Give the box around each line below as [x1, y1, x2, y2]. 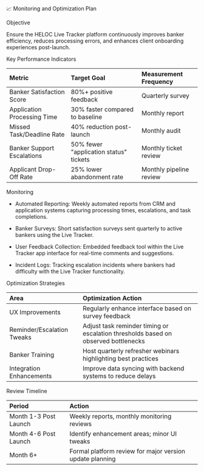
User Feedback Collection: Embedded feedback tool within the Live [15, 243, 184, 250]
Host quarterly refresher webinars [83, 347, 180, 355]
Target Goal [70, 74, 106, 82]
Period [9, 402, 29, 410]
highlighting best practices [83, 354, 159, 363]
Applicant [9, 165, 37, 173]
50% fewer [70, 140, 103, 148]
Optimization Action [83, 294, 142, 302]
